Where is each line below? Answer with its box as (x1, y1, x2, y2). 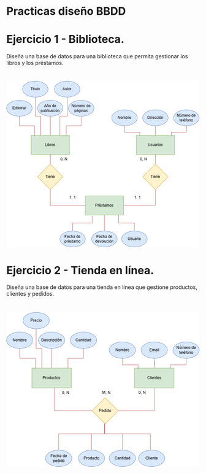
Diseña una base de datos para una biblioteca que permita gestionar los (6, 53, 188, 60)
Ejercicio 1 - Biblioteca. (6, 33, 124, 47)
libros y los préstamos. (6, 60, 64, 67)
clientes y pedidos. (6, 290, 55, 298)
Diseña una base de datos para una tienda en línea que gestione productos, (6, 283, 198, 291)
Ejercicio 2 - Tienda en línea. (6, 263, 154, 277)
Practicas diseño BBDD (6, 4, 126, 18)
